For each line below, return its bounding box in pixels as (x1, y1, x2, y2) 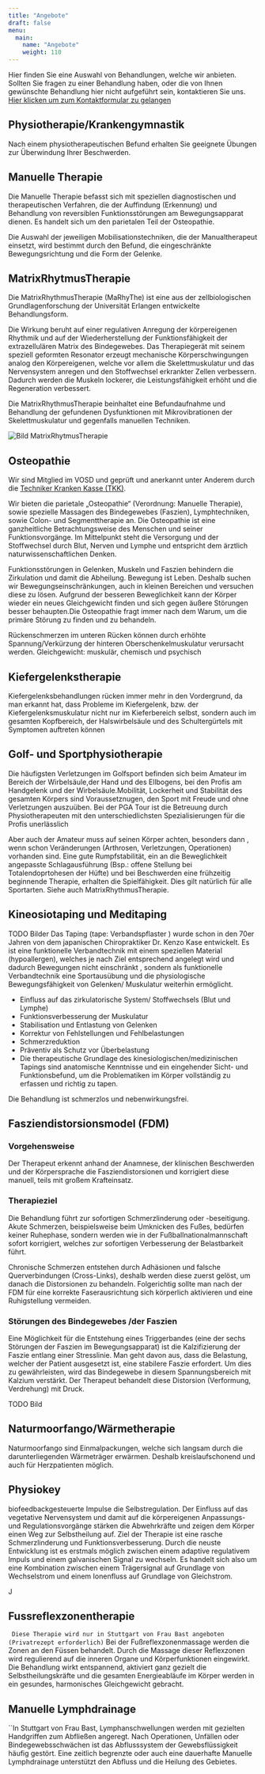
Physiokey (8, 1483, 61, 1496)
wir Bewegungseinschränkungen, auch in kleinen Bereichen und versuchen (8, 582, 254, 591)
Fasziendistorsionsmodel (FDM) (8, 1117, 170, 1131)
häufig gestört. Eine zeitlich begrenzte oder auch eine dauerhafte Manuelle (8, 1749, 252, 1758)
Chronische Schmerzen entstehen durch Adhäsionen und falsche (8, 1262, 221, 1272)
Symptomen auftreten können (8, 725, 105, 734)
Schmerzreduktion (19, 1037, 81, 1046)
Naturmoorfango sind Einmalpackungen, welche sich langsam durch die (8, 1443, 244, 1453)
